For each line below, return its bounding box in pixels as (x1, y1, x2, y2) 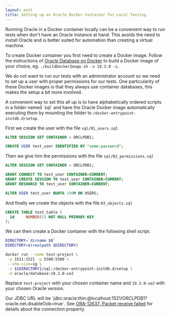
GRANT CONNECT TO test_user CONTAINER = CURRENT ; (5, 172, 108, 177)
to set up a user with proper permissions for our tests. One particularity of (5, 78, 160, 84)
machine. (5, 42, 25, 48)
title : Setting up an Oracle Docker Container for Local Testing (5, 12, 146, 17)
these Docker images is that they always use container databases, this (5, 83, 153, 89)
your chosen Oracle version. (5, 286, 64, 292)
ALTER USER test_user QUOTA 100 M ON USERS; (5, 191, 99, 196)
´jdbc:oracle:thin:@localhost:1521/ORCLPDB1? (52, 295, 148, 301)
